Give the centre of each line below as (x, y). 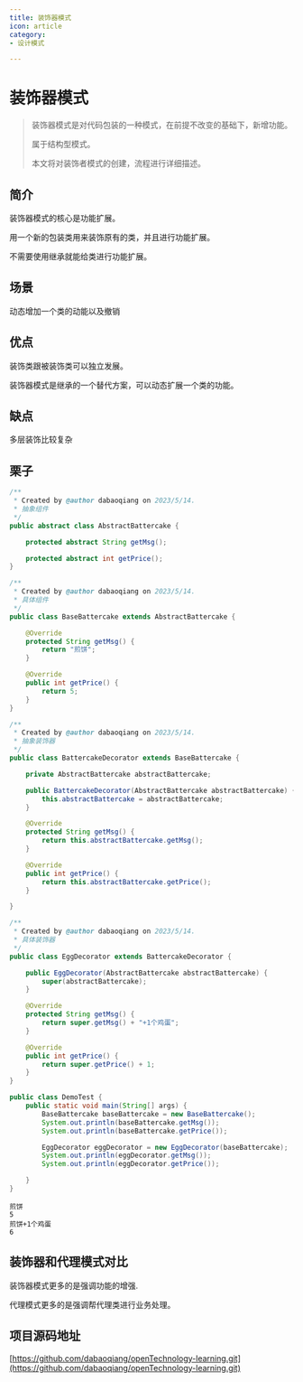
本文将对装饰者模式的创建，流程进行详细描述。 (118, 163)
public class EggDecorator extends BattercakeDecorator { (120, 957)
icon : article (36, 26)
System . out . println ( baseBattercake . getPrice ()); (135, 1131)
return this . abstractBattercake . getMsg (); (123, 841)
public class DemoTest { (56, 1097)
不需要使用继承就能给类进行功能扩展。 (80, 257)
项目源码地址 (45, 1336)
